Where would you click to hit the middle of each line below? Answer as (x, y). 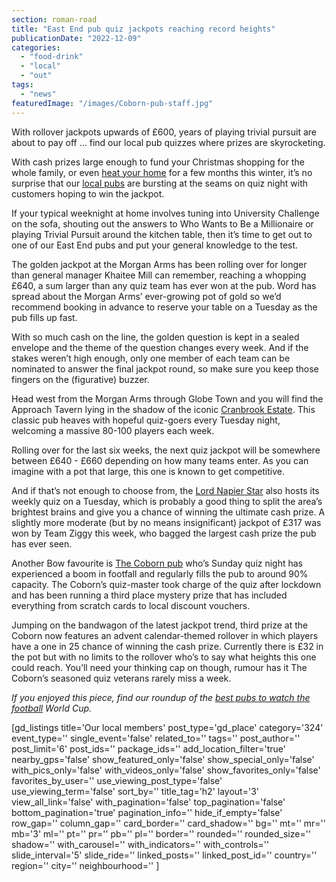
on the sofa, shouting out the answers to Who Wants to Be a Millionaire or (162, 223)
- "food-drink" (52, 57)
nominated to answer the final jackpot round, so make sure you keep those (165, 368)
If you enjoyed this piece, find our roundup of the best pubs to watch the (161, 697)
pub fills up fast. (44, 317)
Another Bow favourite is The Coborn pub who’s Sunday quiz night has (157, 563)
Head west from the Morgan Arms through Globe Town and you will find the (167, 398)
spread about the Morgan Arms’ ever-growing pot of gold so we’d (146, 296)
